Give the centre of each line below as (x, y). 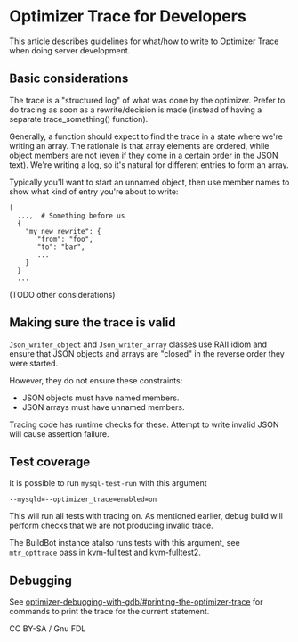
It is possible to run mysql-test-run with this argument (108, 483)
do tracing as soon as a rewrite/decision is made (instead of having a (136, 110)
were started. (34, 363)
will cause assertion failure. (59, 433)
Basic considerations (69, 79)
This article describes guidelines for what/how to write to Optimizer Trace (144, 41)
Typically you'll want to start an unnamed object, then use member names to (149, 182)
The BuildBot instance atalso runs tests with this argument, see (125, 543)
